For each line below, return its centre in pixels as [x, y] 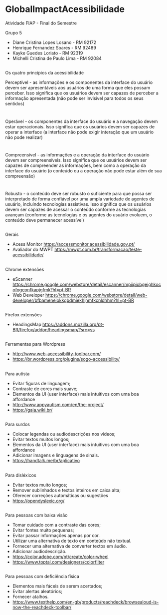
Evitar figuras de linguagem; [41, 383]
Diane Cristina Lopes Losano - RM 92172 [54, 42]
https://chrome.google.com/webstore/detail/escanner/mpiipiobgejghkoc [86, 284]
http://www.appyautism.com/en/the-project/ [58, 404]
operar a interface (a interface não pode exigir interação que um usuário [79, 132]
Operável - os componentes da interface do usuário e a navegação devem [82, 121]
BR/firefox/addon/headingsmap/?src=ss [54, 330]
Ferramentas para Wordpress [35, 344]
